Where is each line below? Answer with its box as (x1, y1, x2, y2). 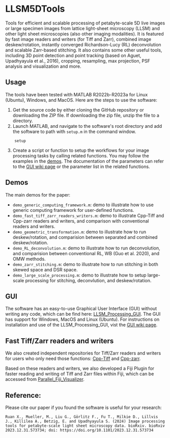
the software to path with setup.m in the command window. (12, 128, 136, 134)
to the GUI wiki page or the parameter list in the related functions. (12, 163, 150, 170)
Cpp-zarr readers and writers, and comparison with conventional (12, 217, 149, 224)
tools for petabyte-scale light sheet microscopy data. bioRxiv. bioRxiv (5, 423, 165, 428)
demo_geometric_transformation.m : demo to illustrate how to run (12, 229, 147, 235)
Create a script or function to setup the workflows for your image (12, 147, 149, 153)
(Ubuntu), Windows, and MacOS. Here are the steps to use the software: (5, 97, 158, 103)
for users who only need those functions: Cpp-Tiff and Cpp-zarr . (5, 355, 141, 362)
